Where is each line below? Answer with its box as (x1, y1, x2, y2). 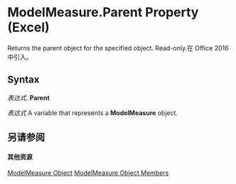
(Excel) (7, 19, 50, 36)
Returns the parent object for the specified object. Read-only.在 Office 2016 (7, 43, 229, 52)
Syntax (7, 74, 40, 86)
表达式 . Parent (7, 93, 50, 102)
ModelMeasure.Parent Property (7, 4, 199, 21)
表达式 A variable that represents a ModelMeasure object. (7, 108, 178, 117)
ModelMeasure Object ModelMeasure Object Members (7, 168, 169, 178)
